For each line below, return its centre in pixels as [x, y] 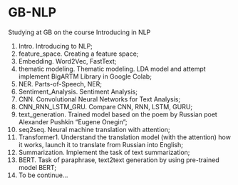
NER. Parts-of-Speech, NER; [60, 84]
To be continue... [43, 175]
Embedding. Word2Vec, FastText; [67, 61]
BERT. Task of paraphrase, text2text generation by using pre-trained [119, 160]
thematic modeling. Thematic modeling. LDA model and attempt [112, 69]
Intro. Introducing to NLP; [56, 46]
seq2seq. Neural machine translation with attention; [94, 129]
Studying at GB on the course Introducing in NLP [79, 32]
